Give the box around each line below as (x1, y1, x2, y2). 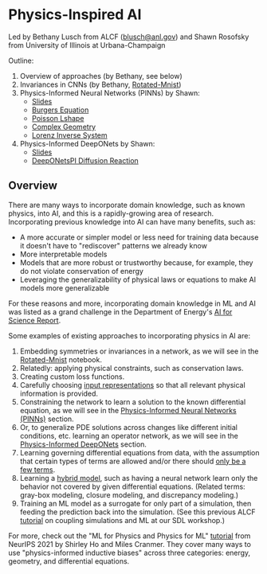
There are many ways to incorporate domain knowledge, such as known (8, 200, 245, 209)
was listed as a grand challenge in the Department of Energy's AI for (8, 307, 233, 316)
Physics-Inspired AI (8, 6, 142, 24)
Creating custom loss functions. (19, 372, 125, 381)
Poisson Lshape (31, 113, 84, 123)
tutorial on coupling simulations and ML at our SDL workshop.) (19, 515, 226, 525)
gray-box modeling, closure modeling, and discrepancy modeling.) (19, 490, 239, 499)
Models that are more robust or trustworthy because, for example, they (19, 257, 253, 267)
